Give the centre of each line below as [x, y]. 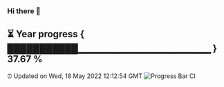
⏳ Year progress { [46, 34]
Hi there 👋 [24, 11]
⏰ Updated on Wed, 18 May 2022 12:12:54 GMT [75, 76]
